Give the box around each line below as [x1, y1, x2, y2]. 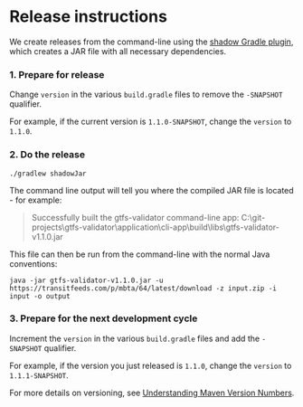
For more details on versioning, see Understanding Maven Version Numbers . [9, 387, 295, 398]
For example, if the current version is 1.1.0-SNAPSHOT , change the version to [9, 116, 292, 128]
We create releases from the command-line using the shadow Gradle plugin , [9, 36, 294, 47]
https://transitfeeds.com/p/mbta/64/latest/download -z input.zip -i [9, 283, 278, 293]
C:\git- [241, 212, 266, 222]
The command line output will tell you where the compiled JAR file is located [9, 185, 294, 195]
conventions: [9, 258, 58, 269]
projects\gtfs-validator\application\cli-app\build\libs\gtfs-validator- [31, 222, 280, 232]
